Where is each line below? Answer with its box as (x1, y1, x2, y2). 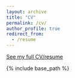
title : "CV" (6, 14, 36, 20)
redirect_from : (6, 31, 44, 37)
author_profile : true (6, 25, 61, 32)
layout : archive (6, 8, 47, 15)
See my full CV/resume (6, 53, 63, 60)
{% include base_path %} (6, 65, 70, 72)
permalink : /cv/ (6, 20, 47, 26)
